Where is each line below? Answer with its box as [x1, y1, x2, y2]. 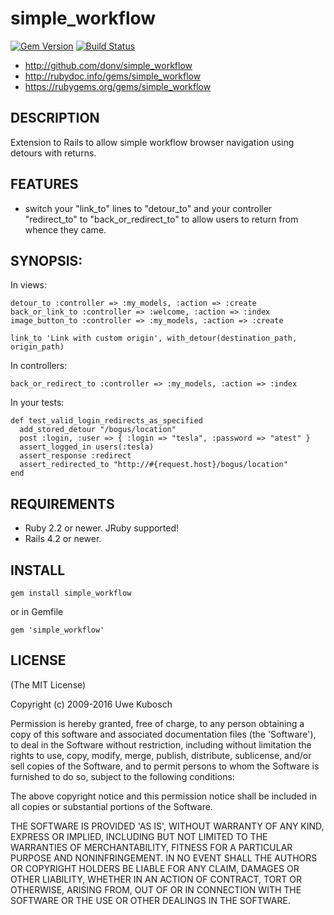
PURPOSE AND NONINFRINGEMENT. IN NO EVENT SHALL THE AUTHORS [10, 852, 318, 864]
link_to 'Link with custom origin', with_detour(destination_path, [10, 333, 298, 344]
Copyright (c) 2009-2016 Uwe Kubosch [10, 698, 173, 710]
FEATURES [10, 176, 79, 193]
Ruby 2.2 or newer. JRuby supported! [24, 522, 180, 534]
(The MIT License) [10, 678, 87, 691]
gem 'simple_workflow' [10, 625, 105, 635]
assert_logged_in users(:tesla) [19, 442, 155, 452]
